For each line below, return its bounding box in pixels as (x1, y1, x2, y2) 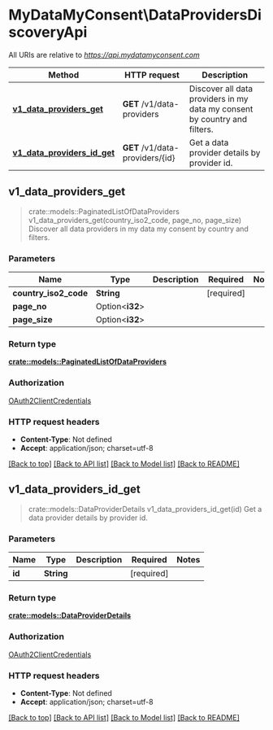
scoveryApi (8, 23, 88, 42)
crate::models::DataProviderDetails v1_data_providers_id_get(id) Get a (28, 504, 262, 514)
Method (48, 69, 80, 81)
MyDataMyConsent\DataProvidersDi (8, 6, 262, 24)
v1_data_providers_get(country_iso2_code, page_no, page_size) (28, 215, 242, 225)
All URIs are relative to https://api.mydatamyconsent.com (8, 50, 201, 59)
